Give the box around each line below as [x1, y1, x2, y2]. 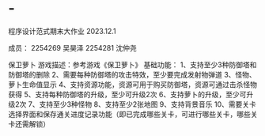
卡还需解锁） [8, 119, 50, 129]
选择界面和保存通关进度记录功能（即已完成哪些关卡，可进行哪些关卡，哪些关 [8, 109, 258, 119]
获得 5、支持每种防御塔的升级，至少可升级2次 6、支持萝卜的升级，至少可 [8, 89, 247, 99]
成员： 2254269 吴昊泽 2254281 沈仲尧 [8, 43, 137, 52]
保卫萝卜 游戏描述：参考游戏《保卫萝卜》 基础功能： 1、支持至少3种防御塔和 [8, 59, 257, 70]
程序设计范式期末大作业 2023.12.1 [8, 26, 116, 36]
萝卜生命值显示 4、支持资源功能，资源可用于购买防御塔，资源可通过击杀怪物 [8, 79, 257, 89]
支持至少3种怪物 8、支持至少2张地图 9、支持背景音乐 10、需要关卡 [39, 99, 257, 109]
